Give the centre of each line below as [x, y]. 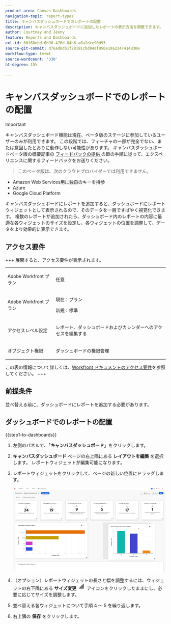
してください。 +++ [26, 374]
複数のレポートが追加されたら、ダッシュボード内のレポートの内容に [86, 216]
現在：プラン [69, 300]
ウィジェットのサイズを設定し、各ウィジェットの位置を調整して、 [88, 223]
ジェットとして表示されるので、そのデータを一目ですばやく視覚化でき [88, 210]
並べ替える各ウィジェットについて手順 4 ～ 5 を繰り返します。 [78, 605]
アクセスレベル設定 [27, 331]
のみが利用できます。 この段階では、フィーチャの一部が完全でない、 [86, 141]
